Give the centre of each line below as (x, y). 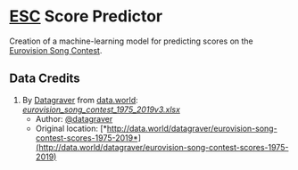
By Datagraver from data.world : (80, 100)
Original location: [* (71, 128)
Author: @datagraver (74, 118)
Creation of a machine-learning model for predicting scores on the (132, 41)
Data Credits (45, 79)
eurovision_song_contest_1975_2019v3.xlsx (101, 109)
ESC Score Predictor (86, 16)
